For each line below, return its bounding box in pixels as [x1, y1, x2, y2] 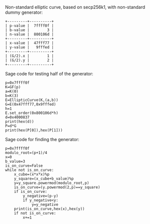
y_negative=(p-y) [23, 193, 58, 198]
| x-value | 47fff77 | [5, 40, 54, 45]
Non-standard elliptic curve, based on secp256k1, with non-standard [5, 4, 146, 10]
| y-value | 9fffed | [5, 45, 54, 50]
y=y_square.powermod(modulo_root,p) [14, 181, 90, 186]
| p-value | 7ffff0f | [5, 23, 54, 28]
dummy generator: [5, 9, 43, 15]
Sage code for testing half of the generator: [5, 71, 94, 76]
